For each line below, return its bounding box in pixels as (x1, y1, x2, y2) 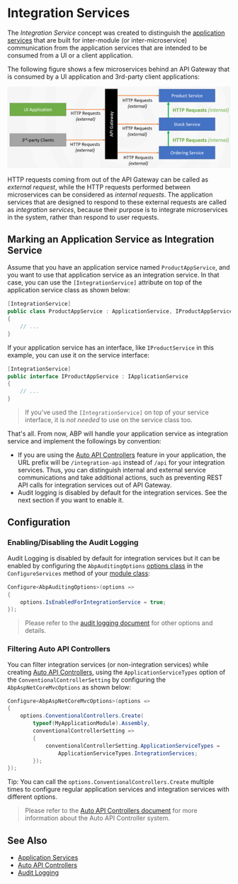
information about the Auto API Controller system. (24, 814, 171, 822)
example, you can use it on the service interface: (7, 350, 150, 359)
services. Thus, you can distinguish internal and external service (17, 466, 207, 475)
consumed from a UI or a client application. (7, 51, 133, 60)
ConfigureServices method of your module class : (7, 569, 150, 578)
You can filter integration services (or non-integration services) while (7, 660, 209, 668)
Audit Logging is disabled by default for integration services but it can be (7, 553, 220, 562)
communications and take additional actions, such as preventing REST (17, 473, 223, 482)
